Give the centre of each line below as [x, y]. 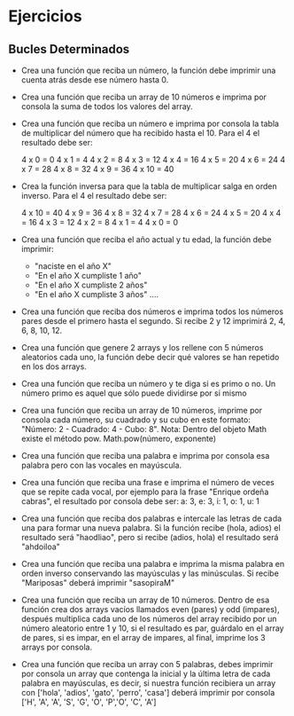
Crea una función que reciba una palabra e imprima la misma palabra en [153, 564]
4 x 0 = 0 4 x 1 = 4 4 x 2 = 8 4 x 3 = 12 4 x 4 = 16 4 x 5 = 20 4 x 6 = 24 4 [153, 160]
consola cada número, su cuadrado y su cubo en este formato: [136, 420]
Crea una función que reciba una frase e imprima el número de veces [148, 482]
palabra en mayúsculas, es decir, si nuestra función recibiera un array [148, 683]
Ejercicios [45, 16]
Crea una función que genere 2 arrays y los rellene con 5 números [142, 347]
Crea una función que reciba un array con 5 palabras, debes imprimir [147, 664]
